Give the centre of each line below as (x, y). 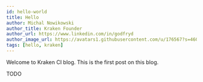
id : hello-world (27, 12)
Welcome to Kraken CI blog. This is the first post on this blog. (82, 62)
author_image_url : (29, 40)
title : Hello (23, 17)
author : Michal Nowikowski (40, 23)
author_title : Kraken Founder (44, 28)
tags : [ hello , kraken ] (35, 45)
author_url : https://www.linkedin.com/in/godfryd (70, 34)
